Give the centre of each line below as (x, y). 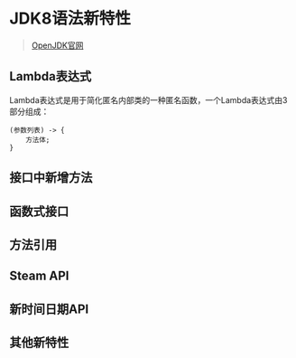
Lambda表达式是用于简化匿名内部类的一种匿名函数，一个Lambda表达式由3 (148, 99)
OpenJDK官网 (57, 45)
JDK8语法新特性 (70, 19)
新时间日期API (49, 309)
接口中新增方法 (51, 178)
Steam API (39, 276)
